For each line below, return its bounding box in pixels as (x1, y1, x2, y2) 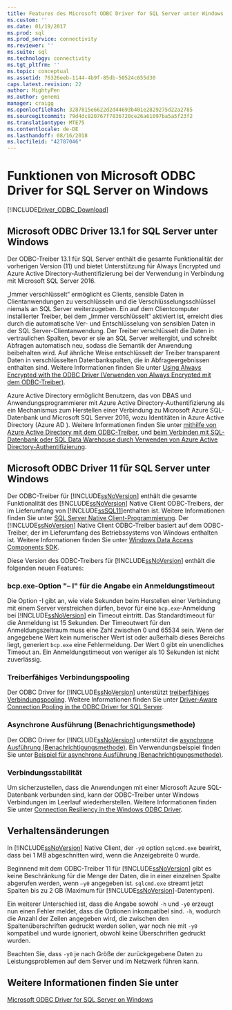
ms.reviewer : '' (7, 42, 54, 49)
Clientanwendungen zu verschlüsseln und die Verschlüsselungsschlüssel (7, 297, 216, 306)
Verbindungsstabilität (7, 767, 82, 777)
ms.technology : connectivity (7, 55, 91, 62)
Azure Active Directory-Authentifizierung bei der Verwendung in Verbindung (7, 269, 224, 277)
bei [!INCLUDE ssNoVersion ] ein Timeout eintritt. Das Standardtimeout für (7, 611, 215, 620)
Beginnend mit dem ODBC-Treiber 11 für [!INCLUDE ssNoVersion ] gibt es (7, 864, 212, 873)
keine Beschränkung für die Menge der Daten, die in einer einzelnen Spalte (7, 871, 221, 880)
